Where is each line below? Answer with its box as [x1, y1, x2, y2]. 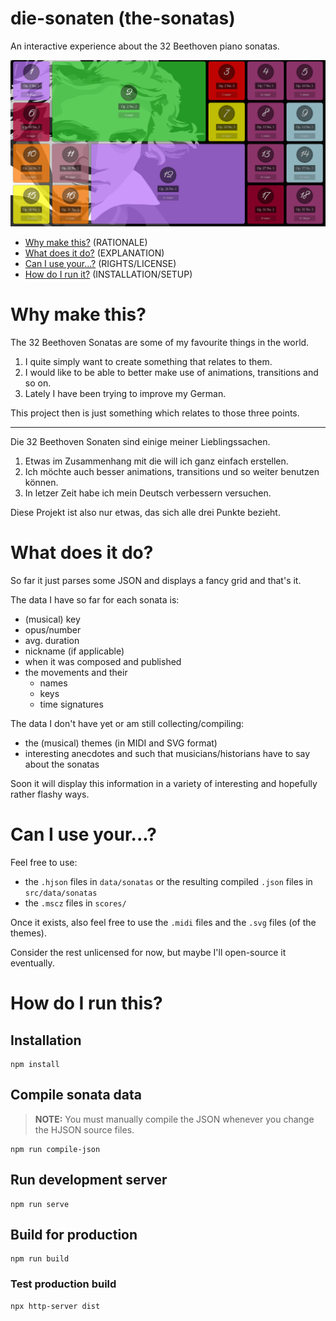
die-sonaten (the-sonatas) [10, 7, 236, 30]
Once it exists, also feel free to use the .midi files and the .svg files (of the [10, 917, 317, 929]
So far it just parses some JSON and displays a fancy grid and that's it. [10, 575, 302, 587]
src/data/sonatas [24, 888, 98, 899]
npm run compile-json [10, 1144, 101, 1154]
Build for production [10, 1227, 138, 1244]
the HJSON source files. [34, 1123, 135, 1136]
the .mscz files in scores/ [24, 897, 127, 909]
